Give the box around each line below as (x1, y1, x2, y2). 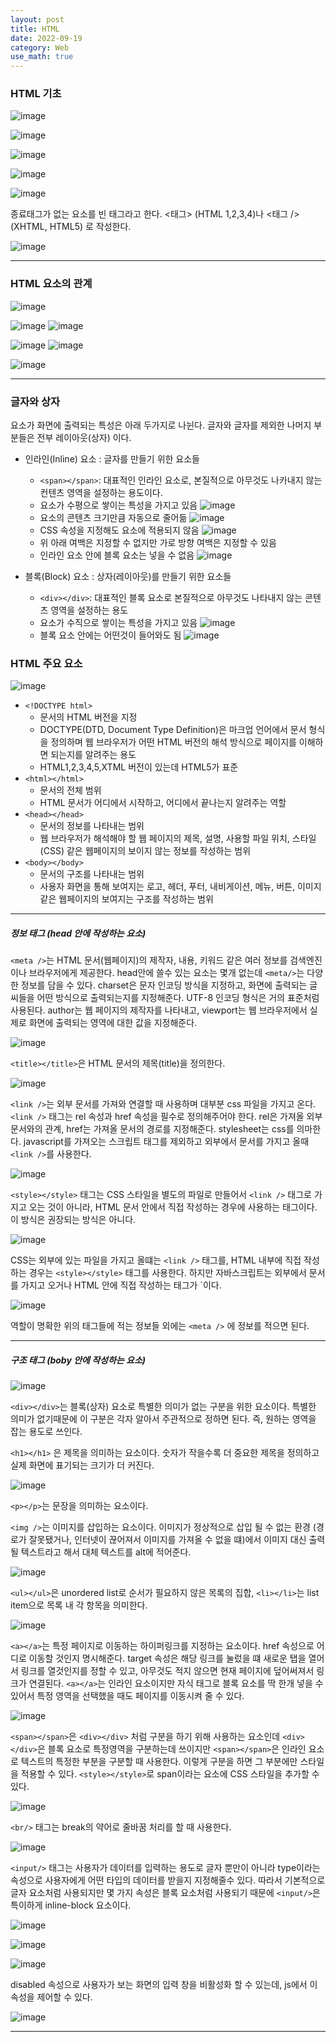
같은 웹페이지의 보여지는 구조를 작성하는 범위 (39, 893, 214, 905)
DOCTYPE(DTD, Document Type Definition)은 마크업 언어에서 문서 (39, 724, 307, 736)
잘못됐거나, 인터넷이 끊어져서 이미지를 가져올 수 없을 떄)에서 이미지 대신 (28, 1534, 307, 1546)
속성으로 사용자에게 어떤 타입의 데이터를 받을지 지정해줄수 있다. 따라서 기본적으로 (10, 1874, 326, 1886)
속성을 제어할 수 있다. (10, 1991, 93, 2003)
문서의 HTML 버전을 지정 (39, 711, 138, 723)
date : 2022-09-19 (10, 33, 83, 43)
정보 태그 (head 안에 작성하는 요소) (10, 927, 147, 939)
